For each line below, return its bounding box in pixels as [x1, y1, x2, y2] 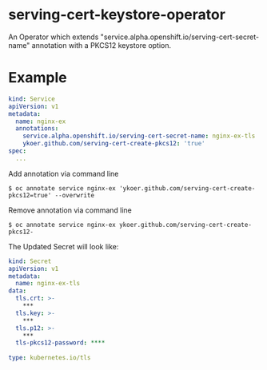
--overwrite [54, 191, 94, 199]
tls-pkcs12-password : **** [15, 339, 106, 347]
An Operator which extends [8, 32, 99, 42]
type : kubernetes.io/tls [8, 354, 91, 362]
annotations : [15, 125, 59, 133]
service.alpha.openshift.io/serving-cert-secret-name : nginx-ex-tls [22, 132, 256, 141]
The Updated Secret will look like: [8, 241, 119, 251]
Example [8, 69, 67, 87]
